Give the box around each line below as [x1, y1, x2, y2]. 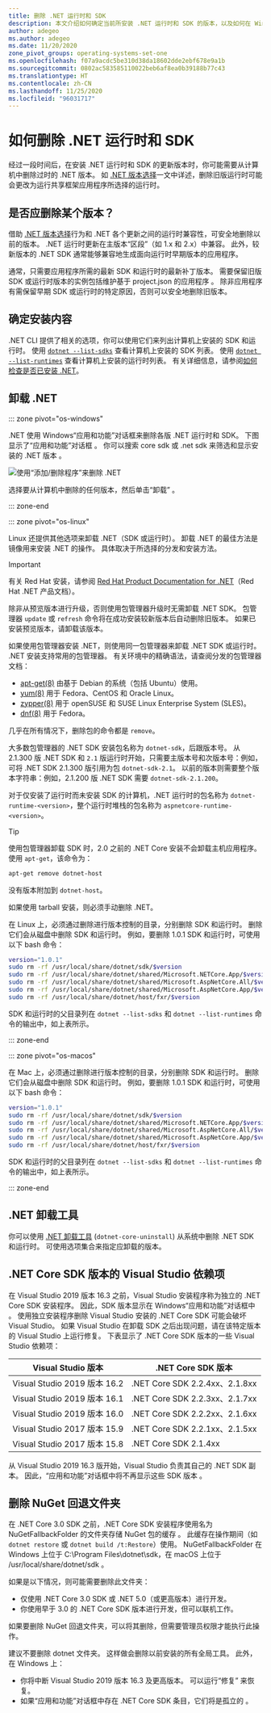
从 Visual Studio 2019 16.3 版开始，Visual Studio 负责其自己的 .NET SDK [8, 1460, 248, 1470]
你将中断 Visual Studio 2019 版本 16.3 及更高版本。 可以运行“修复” [19, 1676, 239, 1686]
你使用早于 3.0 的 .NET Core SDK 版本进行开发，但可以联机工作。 [19, 1604, 238, 1614]
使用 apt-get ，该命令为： [8, 853, 93, 863]
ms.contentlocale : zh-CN [8, 79, 92, 87]
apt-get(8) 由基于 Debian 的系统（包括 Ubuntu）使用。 [19, 678, 202, 687]
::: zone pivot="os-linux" [8, 516, 90, 526]
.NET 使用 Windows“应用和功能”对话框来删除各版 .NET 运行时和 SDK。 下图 [8, 430, 260, 440]
